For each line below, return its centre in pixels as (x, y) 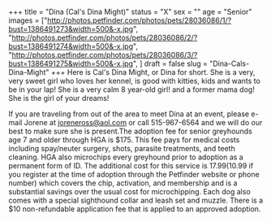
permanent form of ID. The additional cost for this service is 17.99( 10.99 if (131, 165)
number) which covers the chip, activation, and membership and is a (123, 183)
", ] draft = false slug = (170, 63)
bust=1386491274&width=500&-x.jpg (71, 46)
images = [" (28, 20)
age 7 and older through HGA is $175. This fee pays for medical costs (124, 140)
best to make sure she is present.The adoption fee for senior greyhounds (131, 131)
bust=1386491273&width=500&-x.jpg (71, 29)
